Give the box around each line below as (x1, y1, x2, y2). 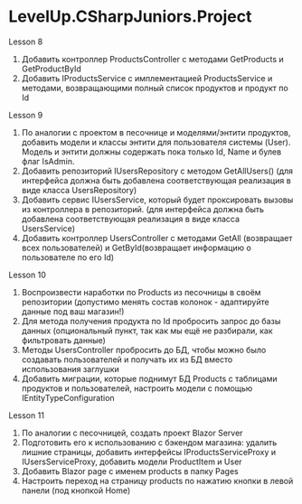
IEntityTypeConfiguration (21, 392, 115, 403)
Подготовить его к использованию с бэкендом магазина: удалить (21, 436, 278, 448)
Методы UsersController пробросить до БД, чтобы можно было (21, 344, 267, 355)
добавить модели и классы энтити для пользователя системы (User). (21, 136, 291, 147)
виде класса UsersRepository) (21, 184, 137, 195)
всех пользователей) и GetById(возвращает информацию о (21, 242, 252, 253)
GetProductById (21, 63, 82, 74)
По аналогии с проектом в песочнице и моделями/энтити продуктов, (21, 126, 291, 137)
